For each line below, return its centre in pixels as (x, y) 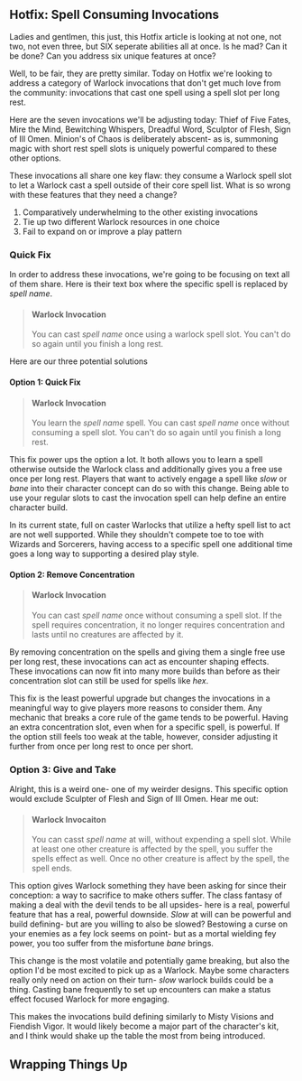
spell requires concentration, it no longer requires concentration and (158, 624)
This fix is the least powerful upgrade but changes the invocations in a (140, 698)
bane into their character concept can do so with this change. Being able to (149, 489)
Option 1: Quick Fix (45, 382)
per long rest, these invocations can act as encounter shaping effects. (139, 661)
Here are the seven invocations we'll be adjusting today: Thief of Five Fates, (150, 119)
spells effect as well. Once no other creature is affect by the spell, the (160, 859)
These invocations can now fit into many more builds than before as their (145, 671)
